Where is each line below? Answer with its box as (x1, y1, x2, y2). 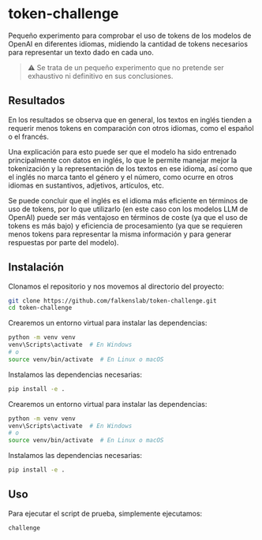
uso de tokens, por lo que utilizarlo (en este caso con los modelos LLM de (8, 204, 249, 214)
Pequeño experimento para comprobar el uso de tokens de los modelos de (8, 31, 252, 40)
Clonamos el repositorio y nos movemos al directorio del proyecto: (8, 281, 225, 291)
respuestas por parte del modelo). (8, 237, 119, 247)
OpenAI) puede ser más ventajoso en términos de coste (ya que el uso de (8, 212, 249, 222)
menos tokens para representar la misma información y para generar (8, 229, 232, 239)
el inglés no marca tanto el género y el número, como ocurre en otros (8, 172, 234, 181)
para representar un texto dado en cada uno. (8, 47, 154, 57)
